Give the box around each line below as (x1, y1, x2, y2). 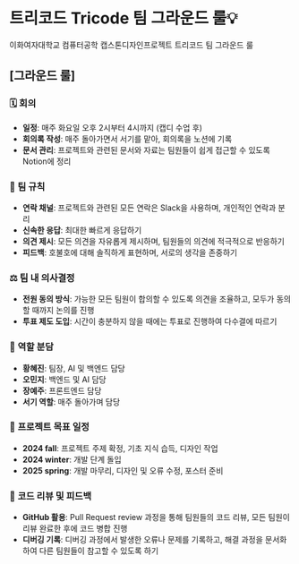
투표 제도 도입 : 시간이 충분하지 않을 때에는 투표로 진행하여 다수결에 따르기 (21, 316, 278, 327)
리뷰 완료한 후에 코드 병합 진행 (21, 523, 128, 534)
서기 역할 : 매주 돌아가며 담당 (21, 396, 121, 407)
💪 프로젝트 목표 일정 (9, 421, 90, 433)
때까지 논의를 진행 (31, 305, 95, 316)
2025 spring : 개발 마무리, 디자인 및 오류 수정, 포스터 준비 (21, 465, 224, 475)
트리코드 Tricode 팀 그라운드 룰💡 (9, 8, 238, 29)
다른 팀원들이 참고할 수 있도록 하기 (38, 545, 159, 556)
